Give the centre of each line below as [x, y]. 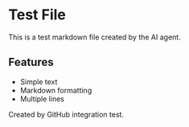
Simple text [39, 81]
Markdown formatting [56, 90]
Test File [37, 15]
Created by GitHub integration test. [66, 114]
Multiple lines [42, 99]
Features [31, 62]
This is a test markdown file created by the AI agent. [94, 37]
